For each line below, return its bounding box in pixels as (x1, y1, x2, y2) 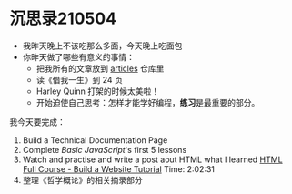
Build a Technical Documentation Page (22, 134, 168, 146)
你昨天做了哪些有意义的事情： (22, 51, 135, 62)
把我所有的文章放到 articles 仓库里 (35, 63, 165, 74)
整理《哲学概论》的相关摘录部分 (22, 174, 143, 185)
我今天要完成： (9, 116, 65, 128)
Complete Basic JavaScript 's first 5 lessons (22, 144, 187, 155)
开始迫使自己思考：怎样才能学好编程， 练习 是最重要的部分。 (35, 97, 260, 107)
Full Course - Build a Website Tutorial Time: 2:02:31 (22, 163, 216, 174)
